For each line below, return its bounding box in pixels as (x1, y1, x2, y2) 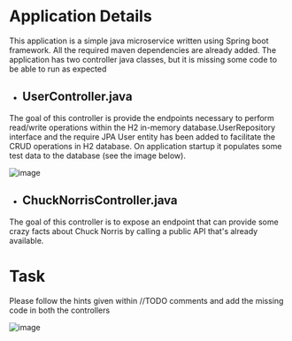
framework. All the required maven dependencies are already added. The (9, 44, 277, 55)
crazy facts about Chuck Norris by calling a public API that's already (9, 225, 258, 236)
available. (9, 235, 44, 246)
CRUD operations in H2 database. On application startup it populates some (9, 140, 282, 151)
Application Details (9, 6, 152, 27)
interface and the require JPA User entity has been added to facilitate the (9, 131, 276, 142)
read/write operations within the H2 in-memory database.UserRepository (9, 122, 276, 133)
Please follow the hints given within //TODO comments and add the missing (9, 295, 284, 306)
